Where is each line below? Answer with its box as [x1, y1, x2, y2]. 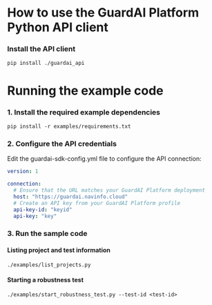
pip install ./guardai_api [7, 60, 85, 67]
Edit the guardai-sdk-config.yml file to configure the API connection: [7, 155, 202, 163]
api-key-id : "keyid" [13, 206, 73, 213]
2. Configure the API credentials [7, 139, 117, 148]
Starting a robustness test [7, 276, 84, 284]
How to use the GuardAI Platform [7, 5, 200, 21]
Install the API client [7, 44, 76, 54]
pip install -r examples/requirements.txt [7, 123, 131, 130]
